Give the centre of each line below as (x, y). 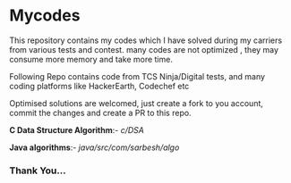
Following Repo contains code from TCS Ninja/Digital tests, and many (137, 76)
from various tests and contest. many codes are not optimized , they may (144, 49)
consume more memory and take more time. (91, 59)
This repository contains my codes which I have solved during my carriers (146, 40)
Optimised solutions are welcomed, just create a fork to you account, (137, 103)
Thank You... (38, 171)
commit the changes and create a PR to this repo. (100, 112)
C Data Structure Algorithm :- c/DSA (77, 129)
